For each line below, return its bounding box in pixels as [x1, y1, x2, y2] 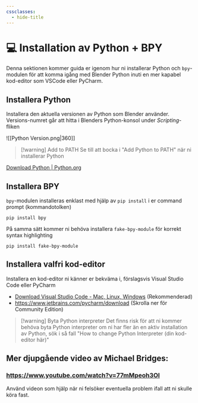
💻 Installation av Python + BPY [6, 41, 162, 54]
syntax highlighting [6, 232, 53, 239]
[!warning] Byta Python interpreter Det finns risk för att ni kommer [20, 317, 183, 324]
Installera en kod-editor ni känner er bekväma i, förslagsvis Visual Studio [6, 275, 184, 282]
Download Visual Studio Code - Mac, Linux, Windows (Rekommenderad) [14, 293, 193, 300]
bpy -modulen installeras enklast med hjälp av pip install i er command [6, 197, 183, 204]
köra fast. [6, 391, 30, 398]
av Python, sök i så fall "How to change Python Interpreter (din [20, 330, 174, 337]
